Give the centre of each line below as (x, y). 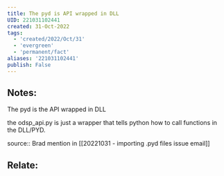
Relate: (23, 165)
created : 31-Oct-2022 (38, 26)
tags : (15, 33)
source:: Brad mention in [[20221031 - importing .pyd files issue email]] (109, 144)
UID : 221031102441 (34, 20)
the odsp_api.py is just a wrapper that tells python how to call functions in (112, 123)
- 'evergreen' (34, 46)
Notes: (22, 93)
